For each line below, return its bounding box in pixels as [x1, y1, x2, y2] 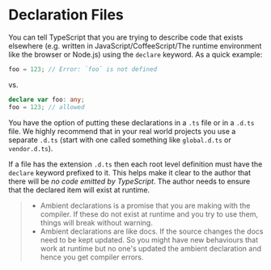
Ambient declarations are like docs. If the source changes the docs [40, 226, 264, 236]
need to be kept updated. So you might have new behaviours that [40, 234, 259, 244]
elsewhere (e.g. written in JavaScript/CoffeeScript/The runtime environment [8, 40, 262, 50]
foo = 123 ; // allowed [8, 103, 85, 111]
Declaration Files [8, 6, 124, 24]
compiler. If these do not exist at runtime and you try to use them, [40, 209, 259, 219]
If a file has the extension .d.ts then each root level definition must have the [8, 159, 263, 169]
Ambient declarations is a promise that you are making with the [40, 200, 251, 210]
